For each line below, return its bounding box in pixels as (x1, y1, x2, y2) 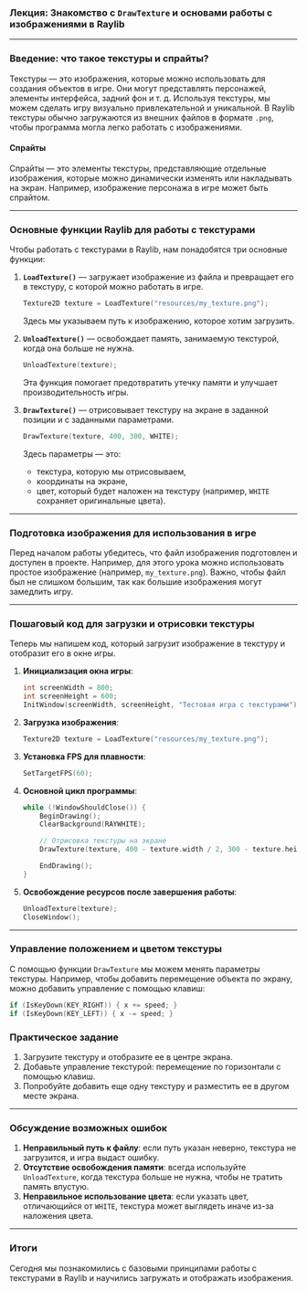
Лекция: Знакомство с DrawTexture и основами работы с (9, 6, 273, 19)
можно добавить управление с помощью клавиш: (9, 982, 206, 993)
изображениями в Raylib (9, 17, 125, 30)
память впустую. (22, 1181, 90, 1192)
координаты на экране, (36, 475, 128, 486)
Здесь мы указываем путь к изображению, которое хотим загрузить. (22, 315, 295, 326)
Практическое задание (9, 1031, 119, 1043)
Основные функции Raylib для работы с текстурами (9, 223, 256, 236)
